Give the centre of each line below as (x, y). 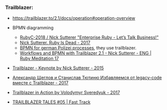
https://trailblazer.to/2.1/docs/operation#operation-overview (74, 18)
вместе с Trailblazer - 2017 (40, 83)
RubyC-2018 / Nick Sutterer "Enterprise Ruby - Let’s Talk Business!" (89, 37)
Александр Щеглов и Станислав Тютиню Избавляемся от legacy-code (87, 78)
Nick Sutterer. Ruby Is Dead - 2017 (55, 43)
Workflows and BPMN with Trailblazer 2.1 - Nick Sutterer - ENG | (85, 53)
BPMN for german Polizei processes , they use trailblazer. (78, 48)
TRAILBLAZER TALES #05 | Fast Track (51, 102)
